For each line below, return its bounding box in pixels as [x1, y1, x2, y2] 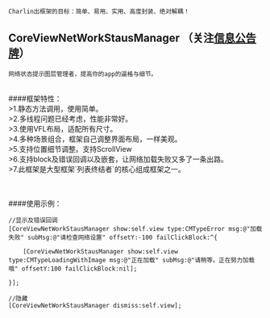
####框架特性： [8, 94, 62, 103]
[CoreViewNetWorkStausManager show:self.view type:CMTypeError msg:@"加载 [8, 224, 263, 232]
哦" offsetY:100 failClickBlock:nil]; [8, 265, 138, 273]
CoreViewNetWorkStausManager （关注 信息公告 [8, 31, 256, 45]
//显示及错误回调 [8, 216, 58, 224]
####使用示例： [8, 199, 62, 208]
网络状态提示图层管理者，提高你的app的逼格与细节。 [8, 69, 157, 78]
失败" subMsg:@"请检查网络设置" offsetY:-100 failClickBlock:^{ [8, 233, 218, 241]
